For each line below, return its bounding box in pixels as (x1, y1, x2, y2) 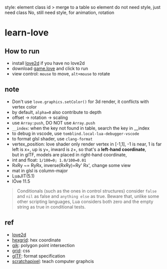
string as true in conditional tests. (16, 203, 86, 209)
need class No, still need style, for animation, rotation (4, 9, 114, 15)
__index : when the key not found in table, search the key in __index (11, 125, 150, 131)
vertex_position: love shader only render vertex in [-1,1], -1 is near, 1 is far (11, 141, 162, 147)
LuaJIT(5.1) (11, 172, 35, 179)
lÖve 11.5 (11, 178, 30, 184)
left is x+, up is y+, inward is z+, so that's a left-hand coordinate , (11, 146, 146, 152)
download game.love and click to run (11, 65, 88, 71)
